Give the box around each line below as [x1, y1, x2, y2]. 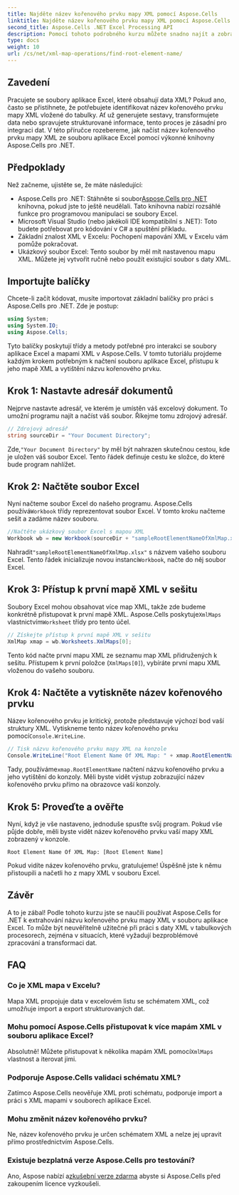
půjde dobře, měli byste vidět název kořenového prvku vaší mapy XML [7, 828, 214, 835]
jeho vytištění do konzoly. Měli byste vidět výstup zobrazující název [7, 773, 205, 781]
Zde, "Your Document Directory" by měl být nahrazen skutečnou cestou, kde [7, 444, 230, 453]
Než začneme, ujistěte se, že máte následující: [7, 180, 144, 189]
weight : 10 [7, 43, 40, 51]
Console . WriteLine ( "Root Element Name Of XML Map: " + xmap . [7, 752, 193, 759]
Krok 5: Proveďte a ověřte [7, 800, 124, 813]
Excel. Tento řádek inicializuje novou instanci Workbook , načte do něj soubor [7, 555, 226, 564]
